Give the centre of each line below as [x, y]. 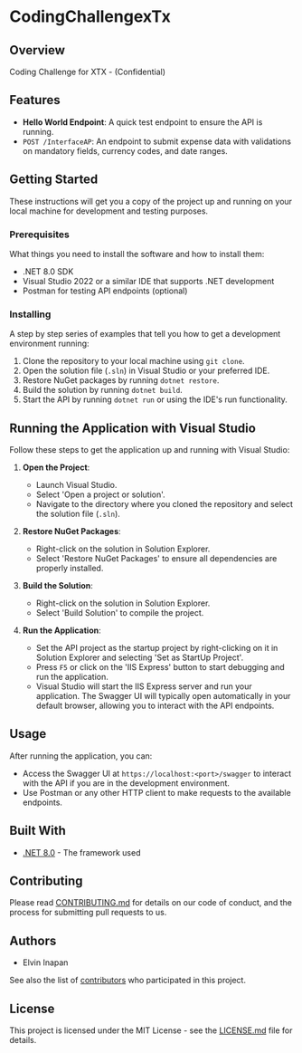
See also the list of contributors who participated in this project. [128, 981]
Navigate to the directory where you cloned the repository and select [165, 504]
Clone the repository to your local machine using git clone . [134, 361]
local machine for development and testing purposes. [109, 211]
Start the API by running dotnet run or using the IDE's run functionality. [155, 399]
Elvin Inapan [45, 962]
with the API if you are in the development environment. [126, 783]
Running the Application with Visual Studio [132, 428]
